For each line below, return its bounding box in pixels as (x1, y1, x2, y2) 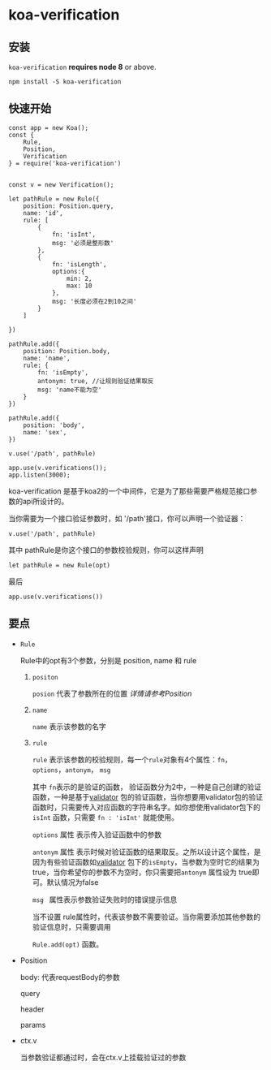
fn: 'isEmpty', (37, 368, 89, 377)
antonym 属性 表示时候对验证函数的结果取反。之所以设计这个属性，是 (32, 847, 261, 856)
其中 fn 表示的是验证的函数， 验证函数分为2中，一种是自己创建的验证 (32, 782, 262, 792)
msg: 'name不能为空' (37, 386, 102, 394)
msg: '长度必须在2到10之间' (51, 297, 137, 305)
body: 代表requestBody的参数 (19, 972, 120, 982)
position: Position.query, (23, 201, 114, 210)
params (19, 1020, 46, 1029)
